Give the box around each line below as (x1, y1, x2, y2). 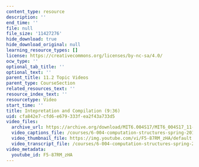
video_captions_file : (11, 130, 65, 136)
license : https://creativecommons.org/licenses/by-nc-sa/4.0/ (6, 53, 163, 59)
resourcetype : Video (6, 97, 57, 102)
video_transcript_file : (11, 140, 70, 147)
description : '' (6, 14, 46, 20)
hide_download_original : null (6, 42, 81, 48)
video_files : (6, 119, 38, 125)
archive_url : (11, 124, 44, 130)
